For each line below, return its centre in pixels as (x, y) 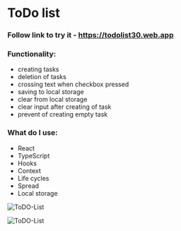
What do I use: (33, 133)
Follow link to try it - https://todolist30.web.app (90, 35)
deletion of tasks (42, 77)
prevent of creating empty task (63, 114)
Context (29, 170)
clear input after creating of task (64, 107)
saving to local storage (51, 92)
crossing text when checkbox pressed (73, 84)
